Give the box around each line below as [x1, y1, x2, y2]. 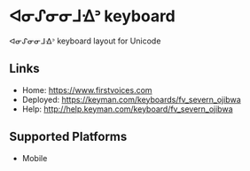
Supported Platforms [9, 129, 128, 144]
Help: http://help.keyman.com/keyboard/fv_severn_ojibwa [21, 104, 233, 114]
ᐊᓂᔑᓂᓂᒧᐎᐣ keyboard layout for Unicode [9, 35, 161, 46]
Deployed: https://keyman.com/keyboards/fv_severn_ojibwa [21, 94, 241, 105]
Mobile [21, 152, 48, 163]
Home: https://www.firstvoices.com [21, 84, 152, 95]
